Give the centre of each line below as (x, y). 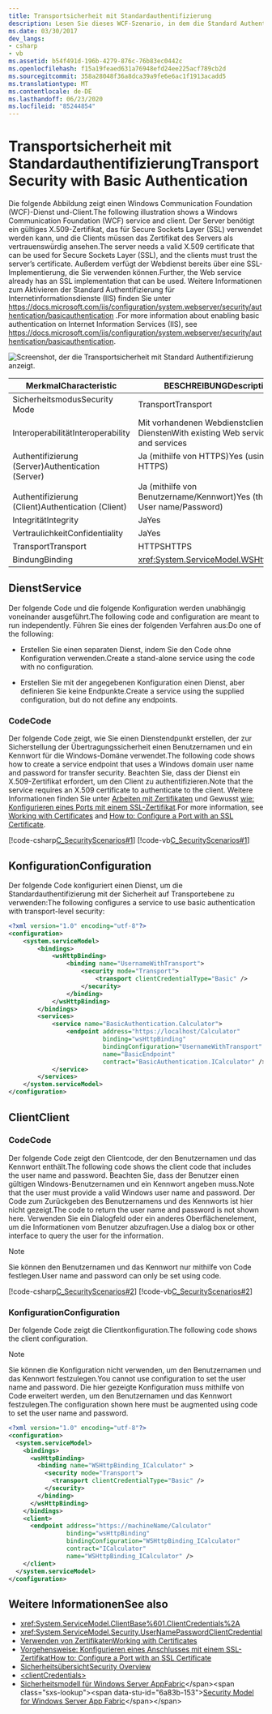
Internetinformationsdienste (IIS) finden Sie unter (90, 299)
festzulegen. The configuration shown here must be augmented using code (133, 1405)
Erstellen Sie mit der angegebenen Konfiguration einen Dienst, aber (132, 682)
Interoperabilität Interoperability (72, 433)
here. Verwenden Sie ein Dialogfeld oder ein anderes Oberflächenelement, (133, 1218)
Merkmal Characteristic (71, 386)
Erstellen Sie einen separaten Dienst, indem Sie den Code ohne (125, 649)
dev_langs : (27, 39)
